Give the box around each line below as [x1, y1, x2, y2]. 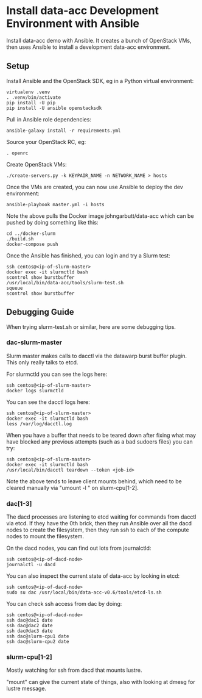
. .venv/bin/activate [6, 94, 61, 101]
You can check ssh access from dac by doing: [6, 600, 122, 608]
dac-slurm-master [6, 338, 63, 347]
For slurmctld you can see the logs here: [6, 370, 108, 378]
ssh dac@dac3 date [6, 628, 53, 635]
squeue [6, 285, 23, 291]
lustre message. [6, 685, 47, 693]
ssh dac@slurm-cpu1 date [6, 633, 69, 639]
